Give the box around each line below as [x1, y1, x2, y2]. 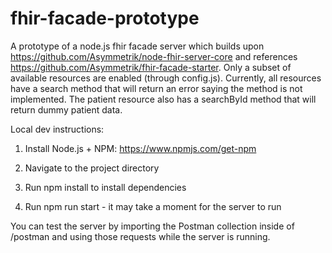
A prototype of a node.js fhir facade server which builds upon [10, 40, 265, 52]
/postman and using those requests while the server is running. [10, 230, 271, 242]
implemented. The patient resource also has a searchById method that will [10, 93, 317, 105]
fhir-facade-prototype [10, 7, 200, 30]
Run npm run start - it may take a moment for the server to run [24, 200, 282, 212]
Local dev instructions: [10, 123, 105, 135]
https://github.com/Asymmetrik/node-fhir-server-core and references [10, 50, 298, 62]
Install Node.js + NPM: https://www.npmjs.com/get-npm [24, 142, 257, 154]
